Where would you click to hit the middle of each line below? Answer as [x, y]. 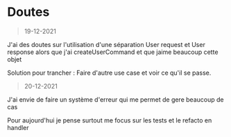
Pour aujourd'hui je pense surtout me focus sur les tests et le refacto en [110, 120]
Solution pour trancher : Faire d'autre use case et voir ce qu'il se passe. [109, 73]
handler [18, 127]
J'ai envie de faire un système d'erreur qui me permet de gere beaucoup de [115, 99]
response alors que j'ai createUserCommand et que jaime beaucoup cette [113, 52]
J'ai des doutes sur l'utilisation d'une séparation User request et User [106, 44]
